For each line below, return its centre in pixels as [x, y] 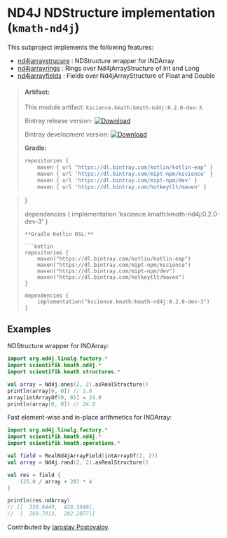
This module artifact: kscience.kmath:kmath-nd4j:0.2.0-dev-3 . [114, 107]
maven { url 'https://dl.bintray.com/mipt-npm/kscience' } [125, 174]
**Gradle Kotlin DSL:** [59, 234]
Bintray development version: [67, 134]
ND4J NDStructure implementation [111, 13]
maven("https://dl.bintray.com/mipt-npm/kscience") [114, 265]
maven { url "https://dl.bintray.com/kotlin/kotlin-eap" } [125, 167]
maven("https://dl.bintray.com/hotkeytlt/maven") [111, 277]
